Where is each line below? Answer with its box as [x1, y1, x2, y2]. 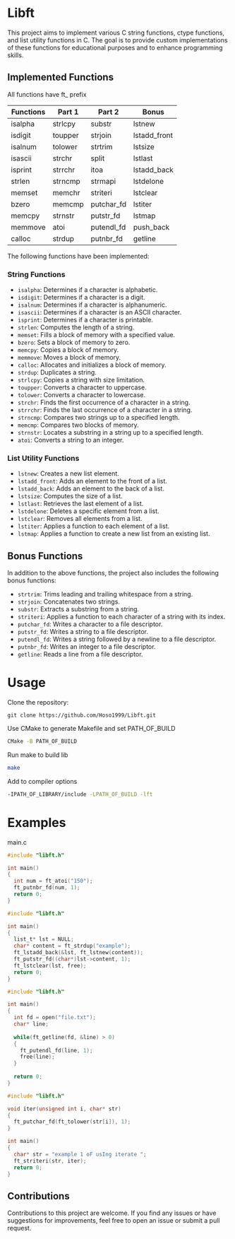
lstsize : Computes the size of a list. [17, 492, 123, 500]
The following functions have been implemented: [7, 252, 150, 260]
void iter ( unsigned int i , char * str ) [7, 1105, 121, 1112]
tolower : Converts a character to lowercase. [17, 391, 146, 399]
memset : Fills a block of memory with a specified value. [17, 331, 175, 339]
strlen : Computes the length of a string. [17, 323, 135, 331]
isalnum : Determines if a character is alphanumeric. [17, 300, 167, 309]
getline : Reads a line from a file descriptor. [17, 650, 143, 659]
